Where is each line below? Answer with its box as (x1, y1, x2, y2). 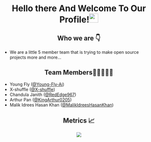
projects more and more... (9, 54, 61, 60)
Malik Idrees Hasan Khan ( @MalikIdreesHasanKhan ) (9, 102, 114, 108)
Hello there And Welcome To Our (12, 3, 146, 14)
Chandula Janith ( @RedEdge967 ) (9, 92, 76, 97)
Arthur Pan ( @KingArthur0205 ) (9, 96, 72, 102)
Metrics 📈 (62, 117, 95, 125)
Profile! (59, 14, 90, 25)
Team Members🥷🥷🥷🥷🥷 (44, 68, 114, 77)
